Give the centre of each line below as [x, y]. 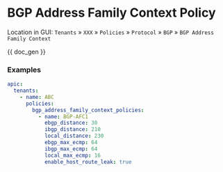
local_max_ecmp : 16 [72, 155]
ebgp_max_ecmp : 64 [71, 143]
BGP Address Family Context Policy [112, 13]
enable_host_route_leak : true [88, 162]
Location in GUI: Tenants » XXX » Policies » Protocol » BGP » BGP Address [110, 32]
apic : [15, 84]
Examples [24, 70]
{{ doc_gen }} [27, 52]
